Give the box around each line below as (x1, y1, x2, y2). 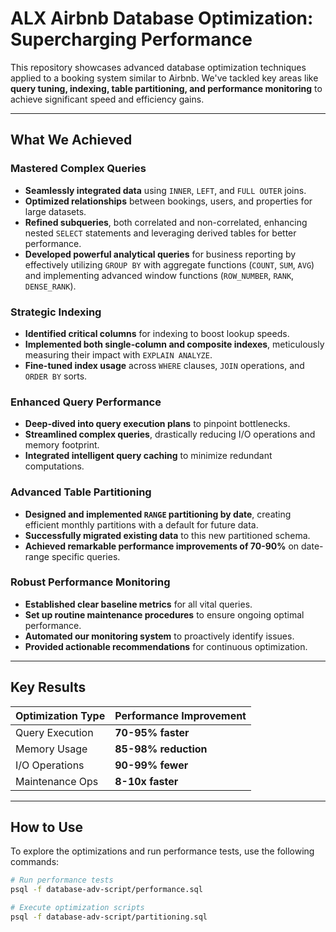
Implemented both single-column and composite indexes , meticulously (24, 338, 325, 350)
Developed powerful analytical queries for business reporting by (24, 248, 297, 260)
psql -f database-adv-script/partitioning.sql (10, 912, 208, 922)
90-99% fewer (114, 758, 189, 772)
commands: (10, 856, 60, 868)
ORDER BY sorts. (24, 370, 88, 382)
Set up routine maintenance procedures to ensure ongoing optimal (24, 608, 305, 621)
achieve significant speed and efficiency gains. (10, 93, 205, 105)
